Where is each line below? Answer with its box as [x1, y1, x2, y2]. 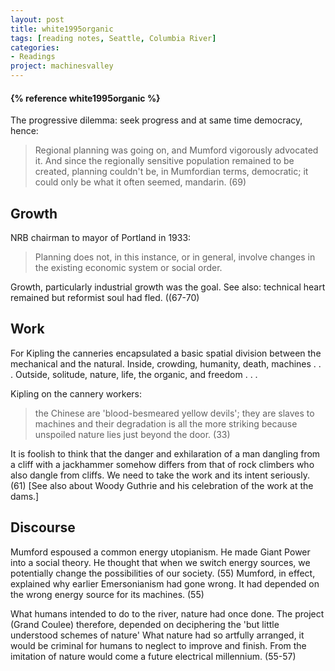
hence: [10, 125, 39, 137]
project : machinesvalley [10, 61, 114, 71]
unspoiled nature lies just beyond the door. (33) [34, 428, 231, 440]
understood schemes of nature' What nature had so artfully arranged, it [10, 629, 305, 641]
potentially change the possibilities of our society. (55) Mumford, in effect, [10, 567, 316, 579]
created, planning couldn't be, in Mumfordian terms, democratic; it [34, 166, 309, 178]
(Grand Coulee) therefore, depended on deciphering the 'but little [10, 618, 280, 630]
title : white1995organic [10, 24, 114, 34]
